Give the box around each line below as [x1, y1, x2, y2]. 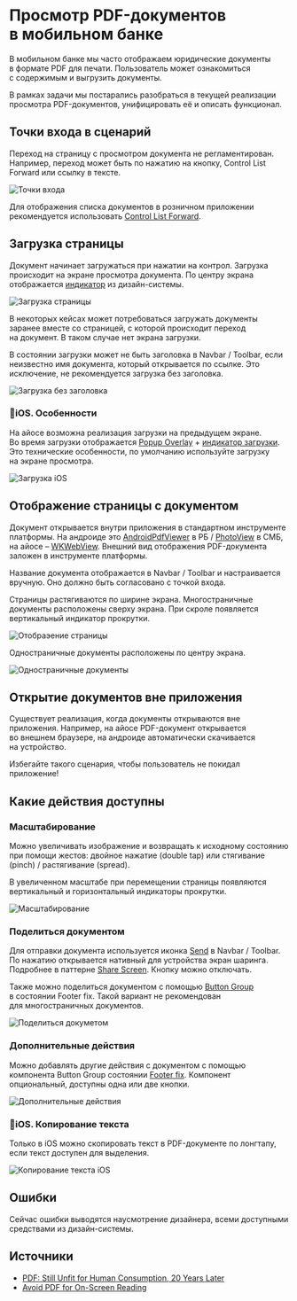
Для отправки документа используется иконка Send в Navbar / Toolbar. [9, 946, 281, 956]
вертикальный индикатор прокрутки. [9, 612, 151, 623]
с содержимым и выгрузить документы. [9, 72, 162, 82]
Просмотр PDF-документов [9, 5, 227, 26]
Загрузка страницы [9, 237, 124, 252]
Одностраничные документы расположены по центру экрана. [9, 647, 246, 658]
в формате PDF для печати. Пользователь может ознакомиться [9, 63, 251, 74]
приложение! [9, 768, 59, 779]
